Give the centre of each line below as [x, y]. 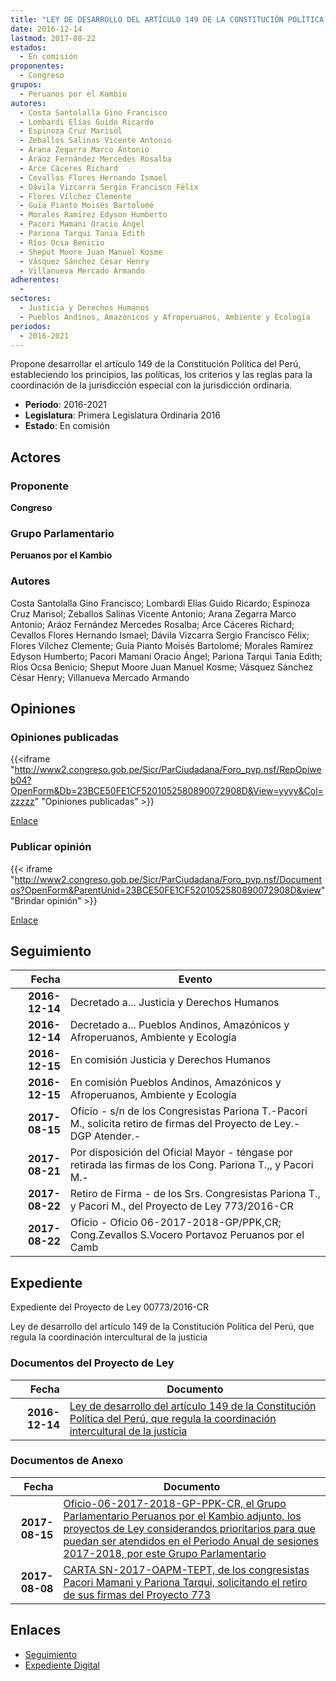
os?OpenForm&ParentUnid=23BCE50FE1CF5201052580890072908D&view [166, 890]
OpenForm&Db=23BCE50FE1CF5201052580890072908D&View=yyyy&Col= [167, 791]
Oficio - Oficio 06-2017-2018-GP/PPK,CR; [175, 1223]
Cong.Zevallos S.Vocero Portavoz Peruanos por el [187, 1235]
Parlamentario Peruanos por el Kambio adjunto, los [182, 1516]
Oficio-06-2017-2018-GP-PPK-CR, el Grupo [175, 1503]
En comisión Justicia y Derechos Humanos [170, 1060]
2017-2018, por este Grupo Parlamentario [165, 1553]
